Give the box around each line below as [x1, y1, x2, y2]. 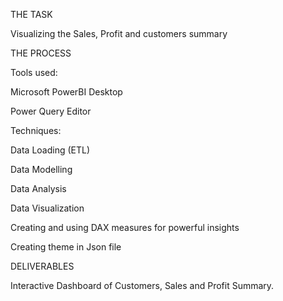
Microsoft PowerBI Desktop [10, 86, 123, 98]
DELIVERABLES [10, 260, 75, 272]
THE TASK [10, 9, 53, 20]
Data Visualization [10, 202, 85, 214]
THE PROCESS [10, 47, 72, 59]
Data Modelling [10, 164, 73, 175]
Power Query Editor [10, 105, 92, 117]
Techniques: [10, 125, 62, 136]
